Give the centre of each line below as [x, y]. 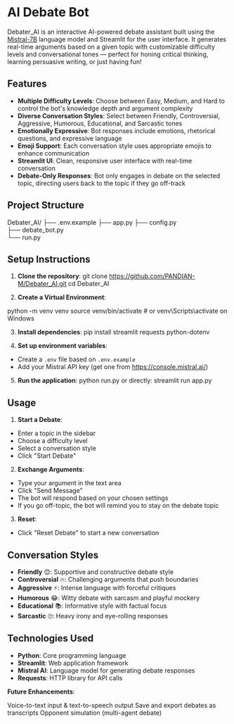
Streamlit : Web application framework [73, 663]
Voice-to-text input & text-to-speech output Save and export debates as [112, 705]
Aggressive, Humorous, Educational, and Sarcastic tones [100, 123]
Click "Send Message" [50, 491]
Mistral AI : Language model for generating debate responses [106, 670]
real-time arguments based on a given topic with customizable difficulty [111, 46]
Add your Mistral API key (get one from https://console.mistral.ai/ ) [113, 367]
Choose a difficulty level [52, 441]
